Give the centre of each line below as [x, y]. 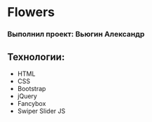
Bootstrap [32, 88]
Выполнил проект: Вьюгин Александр [76, 34]
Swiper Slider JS [41, 111]
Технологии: [36, 57]
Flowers [31, 12]
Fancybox [32, 103]
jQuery [27, 96]
